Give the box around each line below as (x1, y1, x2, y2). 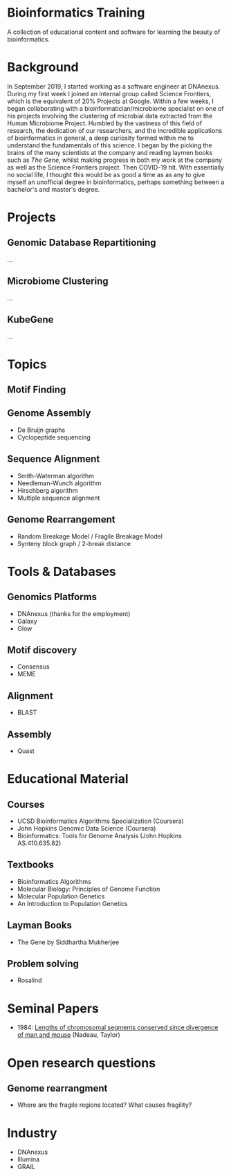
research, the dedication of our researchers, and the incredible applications (7, 126, 223, 134)
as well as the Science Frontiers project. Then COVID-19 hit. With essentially (7, 163, 225, 171)
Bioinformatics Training (7, 5, 145, 21)
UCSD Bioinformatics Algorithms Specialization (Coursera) (17, 817, 185, 825)
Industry (7, 1125, 57, 1141)
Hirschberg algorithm (17, 486, 78, 494)
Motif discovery (7, 644, 77, 655)
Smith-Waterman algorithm (17, 471, 95, 480)
